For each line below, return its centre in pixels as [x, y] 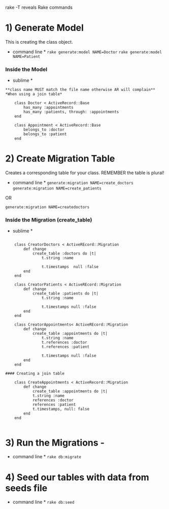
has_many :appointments [48, 108]
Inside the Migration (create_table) [49, 220]
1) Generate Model [44, 28]
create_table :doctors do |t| [64, 253]
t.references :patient [65, 347]
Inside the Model [26, 69]
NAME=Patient [26, 56]
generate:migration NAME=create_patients [57, 188]
